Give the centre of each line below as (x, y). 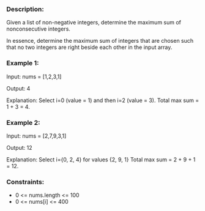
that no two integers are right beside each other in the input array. (89, 47)
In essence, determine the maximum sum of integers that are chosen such (100, 41)
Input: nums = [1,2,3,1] (34, 76)
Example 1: (23, 63)
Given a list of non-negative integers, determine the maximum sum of (94, 23)
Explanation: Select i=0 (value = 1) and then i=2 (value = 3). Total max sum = (103, 100)
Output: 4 (18, 88)
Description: (25, 9)
